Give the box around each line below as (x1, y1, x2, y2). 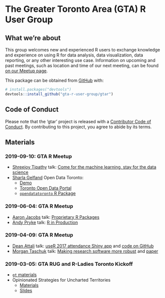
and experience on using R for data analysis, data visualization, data (5, 52, 143, 58)
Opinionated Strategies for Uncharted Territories (12, 277, 111, 283)
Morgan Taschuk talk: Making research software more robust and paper (12, 248, 159, 254)
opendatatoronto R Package (19, 191, 76, 197)
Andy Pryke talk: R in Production (12, 219, 78, 225)
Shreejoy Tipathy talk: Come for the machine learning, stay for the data (12, 164, 157, 170)
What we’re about (5, 34, 61, 42)
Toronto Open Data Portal (19, 185, 72, 191)
